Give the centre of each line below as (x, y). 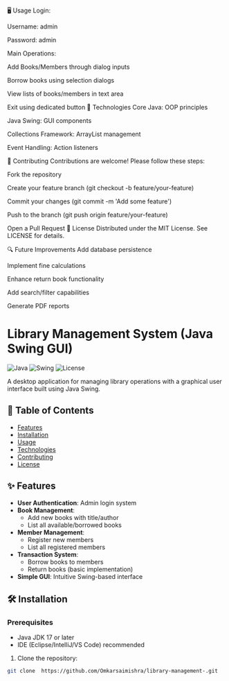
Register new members (61, 539)
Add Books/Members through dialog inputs (68, 67)
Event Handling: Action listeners (53, 148)
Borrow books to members (65, 562)
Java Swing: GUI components (49, 120)
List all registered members (66, 547)
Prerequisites (30, 622)
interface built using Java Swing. (54, 389)
